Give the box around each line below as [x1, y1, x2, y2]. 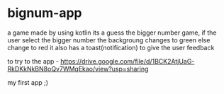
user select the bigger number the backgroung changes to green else [7, 35, 211, 44]
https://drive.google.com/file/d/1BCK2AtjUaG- [60, 57, 195, 65]
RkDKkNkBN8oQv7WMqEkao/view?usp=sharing [7, 64, 149, 73]
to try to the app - [7, 57, 59, 65]
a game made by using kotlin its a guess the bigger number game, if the [7, 28, 217, 37]
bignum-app [7, 5, 82, 21]
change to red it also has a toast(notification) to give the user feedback [7, 43, 215, 52]
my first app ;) [7, 78, 48, 86]
